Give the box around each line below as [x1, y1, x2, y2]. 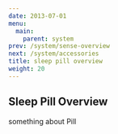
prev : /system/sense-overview [8, 42, 111, 50]
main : [15, 27, 35, 35]
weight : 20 [8, 65, 45, 73]
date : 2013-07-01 [8, 11, 67, 20]
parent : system [23, 34, 74, 43]
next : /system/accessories [8, 50, 99, 58]
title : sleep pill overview [8, 58, 103, 66]
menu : [8, 19, 27, 28]
